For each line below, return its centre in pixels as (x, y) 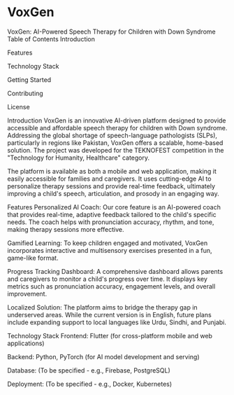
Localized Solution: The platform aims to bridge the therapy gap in (102, 307)
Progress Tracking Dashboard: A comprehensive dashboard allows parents (115, 271)
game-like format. (33, 258)
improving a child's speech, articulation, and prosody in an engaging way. (113, 193)
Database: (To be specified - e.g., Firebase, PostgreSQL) (89, 370)
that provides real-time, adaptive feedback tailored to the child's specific (112, 214)
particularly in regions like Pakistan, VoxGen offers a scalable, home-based (115, 143)
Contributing (25, 93)
